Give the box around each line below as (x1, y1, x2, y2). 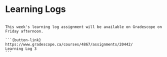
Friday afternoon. (5, 28, 43, 33)
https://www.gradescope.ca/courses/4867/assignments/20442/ (5, 41, 133, 47)
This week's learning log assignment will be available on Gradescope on (5, 24, 162, 29)
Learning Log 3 (5, 46, 37, 51)
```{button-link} (5, 37, 41, 42)
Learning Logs (5, 3, 66, 15)
